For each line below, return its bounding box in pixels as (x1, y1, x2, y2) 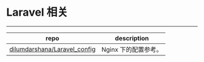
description (115, 34, 149, 42)
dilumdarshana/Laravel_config (9, 45, 96, 53)
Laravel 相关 (6, 5, 69, 19)
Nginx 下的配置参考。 (101, 45, 163, 54)
